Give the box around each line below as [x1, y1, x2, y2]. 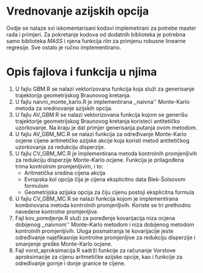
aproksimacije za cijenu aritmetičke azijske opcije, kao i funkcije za [15, 253, 183, 260]
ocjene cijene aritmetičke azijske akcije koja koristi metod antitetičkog [15, 137, 190, 144]
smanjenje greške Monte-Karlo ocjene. [15, 240, 112, 247]
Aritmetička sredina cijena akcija [24, 169, 106, 176]
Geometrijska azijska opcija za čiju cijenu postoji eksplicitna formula [24, 188, 194, 196]
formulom [24, 182, 49, 189]
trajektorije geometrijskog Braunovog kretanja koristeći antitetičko [15, 117, 181, 125]
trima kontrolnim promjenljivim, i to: [15, 162, 103, 170]
